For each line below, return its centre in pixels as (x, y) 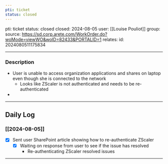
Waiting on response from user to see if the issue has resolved (84, 145)
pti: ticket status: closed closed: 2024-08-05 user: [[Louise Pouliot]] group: (83, 28)
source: (13, 34)
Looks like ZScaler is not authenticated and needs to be (77, 83)
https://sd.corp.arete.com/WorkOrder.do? (64, 34)
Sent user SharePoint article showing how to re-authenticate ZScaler (83, 140)
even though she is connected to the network (59, 78)
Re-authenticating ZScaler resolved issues (71, 151)
